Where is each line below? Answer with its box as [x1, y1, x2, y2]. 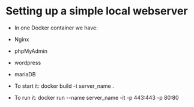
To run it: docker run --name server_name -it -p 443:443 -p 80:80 [14, 94, 179, 101]
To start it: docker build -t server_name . [14, 82, 115, 90]
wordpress [14, 59, 41, 66]
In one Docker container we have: [14, 24, 99, 31]
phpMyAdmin [14, 47, 48, 55]
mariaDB [14, 70, 36, 78]
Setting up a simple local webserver [5, 4, 188, 18]
